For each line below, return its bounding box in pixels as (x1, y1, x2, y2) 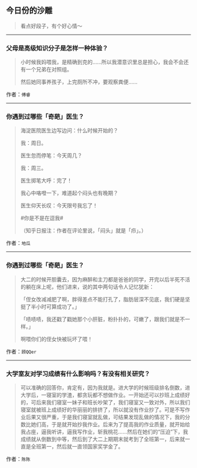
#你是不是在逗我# (20, 214, 63, 222)
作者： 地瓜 (6, 240, 30, 247)
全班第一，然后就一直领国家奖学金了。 (30, 443, 124, 450)
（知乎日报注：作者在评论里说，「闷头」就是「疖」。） (20, 227, 147, 234)
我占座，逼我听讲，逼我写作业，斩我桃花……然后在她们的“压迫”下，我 (20, 429, 189, 435)
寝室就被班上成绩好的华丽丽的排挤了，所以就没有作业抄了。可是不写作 (20, 406, 191, 413)
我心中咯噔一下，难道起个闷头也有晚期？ (20, 190, 118, 197)
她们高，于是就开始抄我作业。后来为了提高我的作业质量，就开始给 (30, 421, 191, 428)
